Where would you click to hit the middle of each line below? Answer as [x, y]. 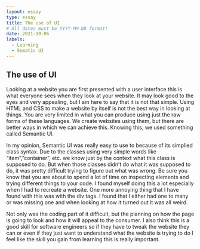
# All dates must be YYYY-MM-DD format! [57, 28]
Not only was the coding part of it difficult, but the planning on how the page [100, 214]
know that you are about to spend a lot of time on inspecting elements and [98, 177]
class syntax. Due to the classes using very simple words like [81, 151]
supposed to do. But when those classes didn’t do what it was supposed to [99, 164]
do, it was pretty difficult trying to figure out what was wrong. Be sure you [97, 170]
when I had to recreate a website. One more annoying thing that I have [93, 189]
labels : [16, 39]
